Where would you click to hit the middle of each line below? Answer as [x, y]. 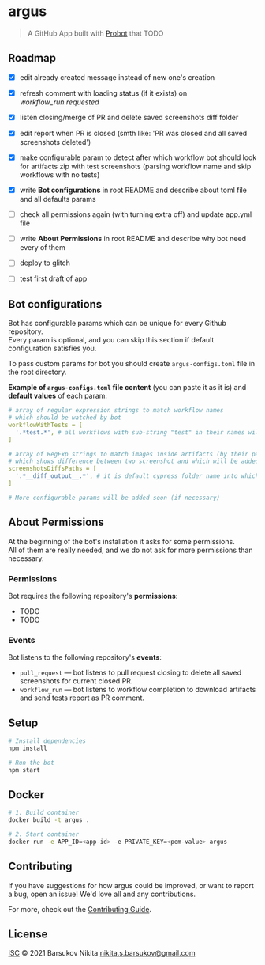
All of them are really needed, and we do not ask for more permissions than [131, 550]
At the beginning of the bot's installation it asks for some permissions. [121, 541]
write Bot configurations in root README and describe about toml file [133, 190]
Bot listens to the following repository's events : [85, 657]
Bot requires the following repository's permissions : [93, 596]
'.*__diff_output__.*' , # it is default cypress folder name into [127, 476]
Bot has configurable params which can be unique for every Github [118, 324]
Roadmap [32, 58]
